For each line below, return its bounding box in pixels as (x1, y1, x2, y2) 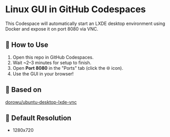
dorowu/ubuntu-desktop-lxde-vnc (5, 99, 77, 105)
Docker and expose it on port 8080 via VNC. (5, 25, 98, 32)
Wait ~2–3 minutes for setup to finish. (12, 60, 92, 66)
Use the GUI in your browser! (12, 70, 74, 77)
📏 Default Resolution (5, 114, 72, 122)
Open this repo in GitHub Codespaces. (12, 54, 94, 60)
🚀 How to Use (5, 41, 48, 49)
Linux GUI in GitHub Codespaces (5, 4, 146, 15)
